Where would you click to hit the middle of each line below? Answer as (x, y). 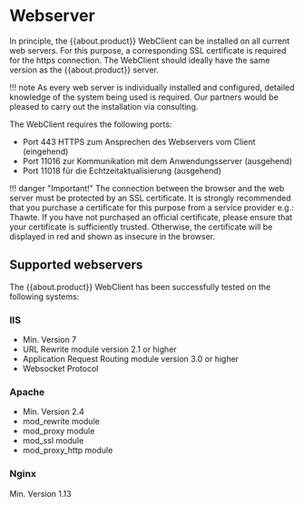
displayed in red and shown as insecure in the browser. (113, 236)
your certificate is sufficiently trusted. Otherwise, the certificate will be (141, 227)
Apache (27, 392)
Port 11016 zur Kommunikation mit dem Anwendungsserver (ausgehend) (157, 161)
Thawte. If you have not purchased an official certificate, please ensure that (151, 217)
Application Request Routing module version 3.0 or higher (130, 359)
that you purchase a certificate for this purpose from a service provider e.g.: (152, 207)
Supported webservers (76, 265)
